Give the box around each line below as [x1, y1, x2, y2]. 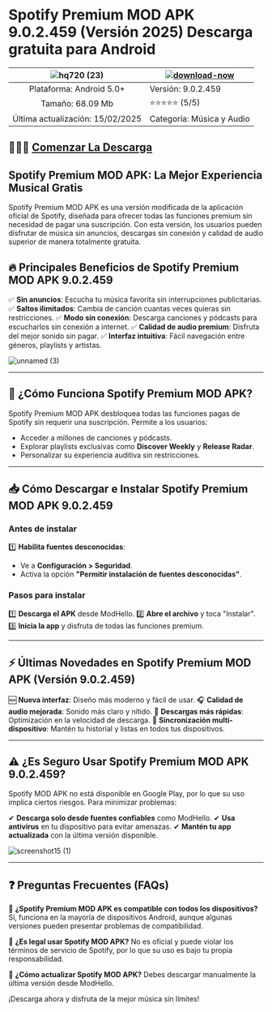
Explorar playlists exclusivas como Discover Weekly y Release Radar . [19, 441, 255, 451]
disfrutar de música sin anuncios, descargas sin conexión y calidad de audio [8, 229, 264, 238]
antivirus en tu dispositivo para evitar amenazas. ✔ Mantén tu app [8, 821, 232, 832]
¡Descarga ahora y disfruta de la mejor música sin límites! [8, 994, 200, 1004]
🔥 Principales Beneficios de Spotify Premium [8, 260, 240, 274]
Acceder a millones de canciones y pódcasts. [19, 432, 172, 443]
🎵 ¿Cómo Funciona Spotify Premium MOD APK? [8, 387, 253, 401]
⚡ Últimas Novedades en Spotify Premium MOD [8, 656, 252, 670]
